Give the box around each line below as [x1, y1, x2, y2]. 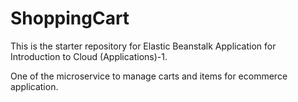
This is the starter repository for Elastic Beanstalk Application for [10, 40, 277, 52]
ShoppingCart [10, 7, 130, 30]
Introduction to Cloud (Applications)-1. [10, 50, 168, 62]
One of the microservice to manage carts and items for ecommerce [10, 70, 288, 82]
